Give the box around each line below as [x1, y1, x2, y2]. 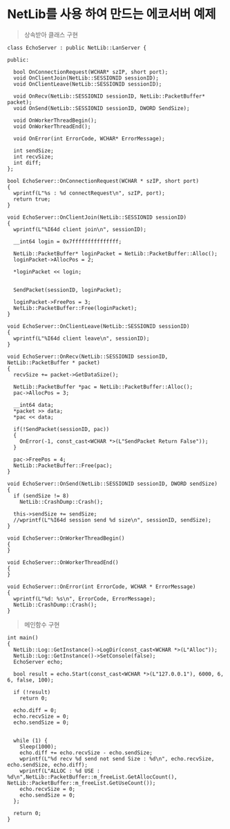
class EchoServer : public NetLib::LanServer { [7, 44, 147, 51]
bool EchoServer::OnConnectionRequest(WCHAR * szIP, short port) [7, 177, 199, 184]
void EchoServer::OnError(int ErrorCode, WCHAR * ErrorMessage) [7, 583, 196, 590]
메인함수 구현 [23, 620, 60, 628]
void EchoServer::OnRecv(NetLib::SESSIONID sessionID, [7, 353, 169, 360]
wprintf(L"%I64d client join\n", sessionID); [13, 226, 147, 233]
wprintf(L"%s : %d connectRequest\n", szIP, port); [13, 190, 166, 197]
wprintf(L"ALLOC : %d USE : [19, 767, 100, 774]
